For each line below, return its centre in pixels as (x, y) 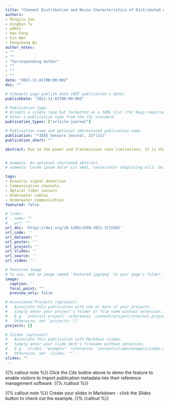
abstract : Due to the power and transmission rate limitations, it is (81, 149)
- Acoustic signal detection (36, 181)
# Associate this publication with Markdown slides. (64, 340)
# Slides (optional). (28, 335)
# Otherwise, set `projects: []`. (44, 321)
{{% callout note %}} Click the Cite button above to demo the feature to (79, 372)
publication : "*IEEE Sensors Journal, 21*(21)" (56, 136)
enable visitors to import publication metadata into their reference (73, 378)
